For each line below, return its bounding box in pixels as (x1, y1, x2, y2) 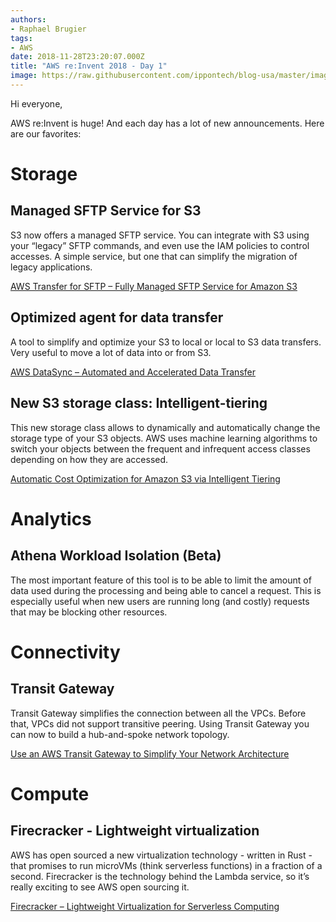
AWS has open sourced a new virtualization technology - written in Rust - (10, 849, 313, 861)
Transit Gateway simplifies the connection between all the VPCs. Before (10, 707, 307, 719)
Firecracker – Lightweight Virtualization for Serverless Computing (10, 900, 280, 912)
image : (10, 71, 38, 81)
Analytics (10, 507, 92, 530)
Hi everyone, (10, 97, 63, 110)
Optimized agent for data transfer (10, 309, 224, 326)
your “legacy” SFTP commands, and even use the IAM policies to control (10, 239, 310, 251)
